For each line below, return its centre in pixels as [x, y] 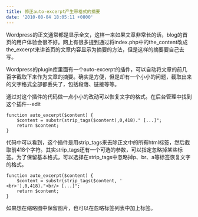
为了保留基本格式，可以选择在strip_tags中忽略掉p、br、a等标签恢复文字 [103, 157]
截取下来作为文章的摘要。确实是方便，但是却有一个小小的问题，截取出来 [104, 77]
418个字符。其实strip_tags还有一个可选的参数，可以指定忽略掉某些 [97, 149]
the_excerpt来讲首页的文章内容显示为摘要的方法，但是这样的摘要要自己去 [95, 49]
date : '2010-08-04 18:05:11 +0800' [50, 17]
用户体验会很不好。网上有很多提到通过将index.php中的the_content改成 [102, 42]
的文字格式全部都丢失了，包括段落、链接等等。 [63, 84]
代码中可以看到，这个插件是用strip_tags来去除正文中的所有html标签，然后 [95, 142]
